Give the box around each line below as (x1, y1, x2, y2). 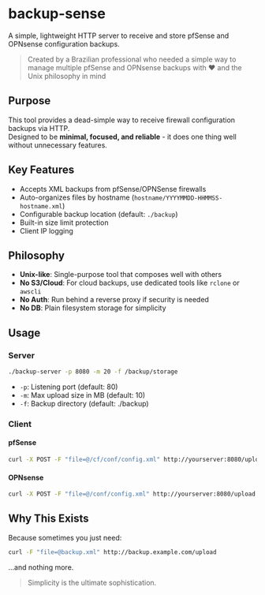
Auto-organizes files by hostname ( (19, 193, 135, 202)
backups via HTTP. (8, 123, 70, 133)
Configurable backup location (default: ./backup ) (19, 209, 179, 219)
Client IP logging (19, 226, 73, 235)
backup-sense (8, 5, 106, 23)
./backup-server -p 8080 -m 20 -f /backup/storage (8, 368, 178, 376)
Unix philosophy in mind (27, 71, 106, 80)
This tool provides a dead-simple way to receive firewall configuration (8, 115, 235, 125)
